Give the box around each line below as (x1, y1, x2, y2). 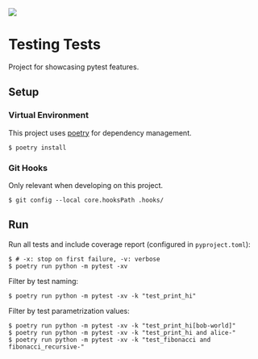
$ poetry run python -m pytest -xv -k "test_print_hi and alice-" (8, 328, 236, 336)
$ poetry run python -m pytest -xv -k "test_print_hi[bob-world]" (8, 321, 236, 330)
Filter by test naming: (8, 276, 79, 286)
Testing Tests (8, 35, 102, 54)
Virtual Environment (8, 110, 89, 121)
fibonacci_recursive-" (8, 343, 85, 351)
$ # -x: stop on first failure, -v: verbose (8, 255, 160, 263)
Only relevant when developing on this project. (8, 180, 164, 190)
